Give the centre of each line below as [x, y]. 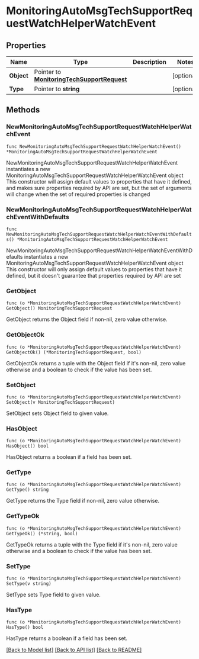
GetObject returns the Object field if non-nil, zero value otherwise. [87, 319]
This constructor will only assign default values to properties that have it [94, 269]
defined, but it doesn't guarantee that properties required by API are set [94, 275]
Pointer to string [57, 89]
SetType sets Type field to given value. [53, 595]
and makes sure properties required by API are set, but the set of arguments [99, 188]
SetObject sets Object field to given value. [57, 413]
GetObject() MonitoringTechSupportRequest [59, 308]
